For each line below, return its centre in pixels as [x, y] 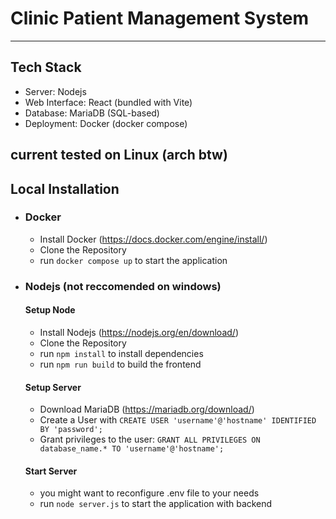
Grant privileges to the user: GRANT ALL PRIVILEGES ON [150, 439]
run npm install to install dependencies [121, 353]
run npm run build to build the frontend [120, 364]
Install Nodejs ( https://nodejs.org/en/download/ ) [139, 332]
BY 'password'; [71, 430]
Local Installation [65, 188]
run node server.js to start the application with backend [156, 504]
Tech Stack [46, 67]
